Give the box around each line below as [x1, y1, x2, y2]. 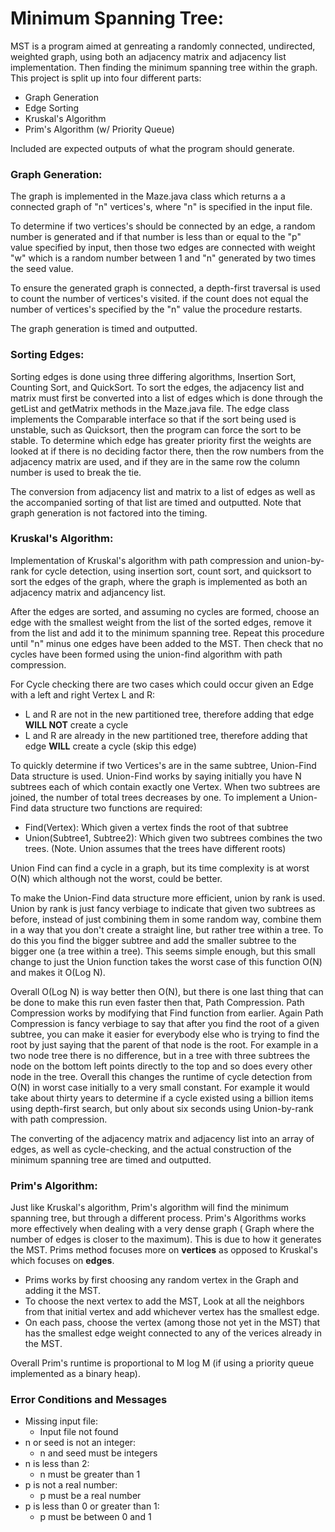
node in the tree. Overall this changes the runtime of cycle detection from [10, 1070, 313, 1082]
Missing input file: [24, 1415, 98, 1427]
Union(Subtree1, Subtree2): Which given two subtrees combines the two [24, 832, 323, 844]
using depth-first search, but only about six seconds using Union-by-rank [10, 1102, 314, 1114]
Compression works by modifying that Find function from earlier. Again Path [10, 1007, 324, 1019]
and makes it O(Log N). [10, 966, 106, 978]
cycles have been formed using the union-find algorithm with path [10, 648, 283, 660]
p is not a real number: [24, 1479, 118, 1491]
